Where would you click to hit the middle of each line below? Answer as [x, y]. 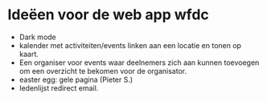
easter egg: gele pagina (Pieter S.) [76, 79]
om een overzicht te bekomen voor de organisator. [103, 71]
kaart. [29, 54]
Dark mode [38, 37]
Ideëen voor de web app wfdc [109, 15]
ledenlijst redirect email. [59, 88]
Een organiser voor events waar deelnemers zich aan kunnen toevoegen [139, 63]
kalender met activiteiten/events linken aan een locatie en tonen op [130, 45]
